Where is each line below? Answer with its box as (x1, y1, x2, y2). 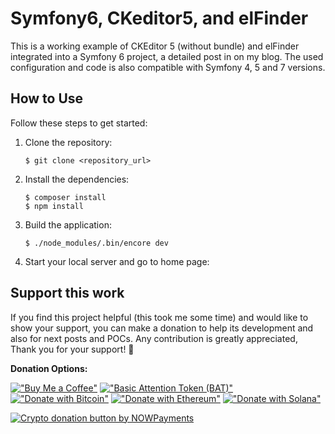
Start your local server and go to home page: (24, 255, 210, 267)
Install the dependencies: (24, 173, 130, 185)
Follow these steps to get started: (10, 117, 148, 129)
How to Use (10, 90, 84, 107)
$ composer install (24, 192, 107, 202)
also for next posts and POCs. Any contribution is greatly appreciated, (10, 332, 298, 344)
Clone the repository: (24, 136, 113, 148)
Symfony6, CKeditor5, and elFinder (10, 7, 309, 30)
